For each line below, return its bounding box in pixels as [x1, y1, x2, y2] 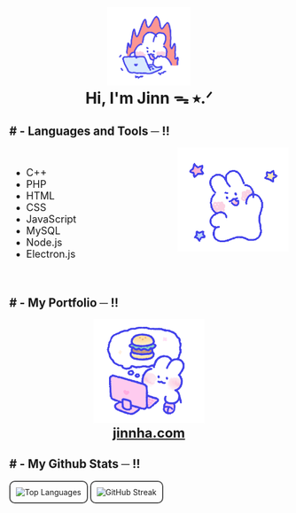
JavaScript [26, 213, 77, 226]
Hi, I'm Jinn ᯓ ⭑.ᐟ [85, 88, 213, 108]
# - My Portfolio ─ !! [9, 295, 120, 310]
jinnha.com [112, 424, 186, 441]
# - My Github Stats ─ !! [9, 456, 141, 471]
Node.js [26, 237, 63, 249]
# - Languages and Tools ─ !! [9, 124, 170, 139]
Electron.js [26, 248, 76, 260]
